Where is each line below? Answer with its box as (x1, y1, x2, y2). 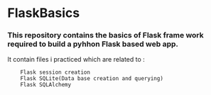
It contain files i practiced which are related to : (7, 55, 146, 64)
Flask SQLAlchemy (20, 82, 72, 89)
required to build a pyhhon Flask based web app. (7, 39, 179, 49)
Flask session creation (20, 69, 91, 76)
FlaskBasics (7, 5, 80, 21)
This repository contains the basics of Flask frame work (7, 30, 204, 40)
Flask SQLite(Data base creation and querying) (20, 75, 163, 82)
